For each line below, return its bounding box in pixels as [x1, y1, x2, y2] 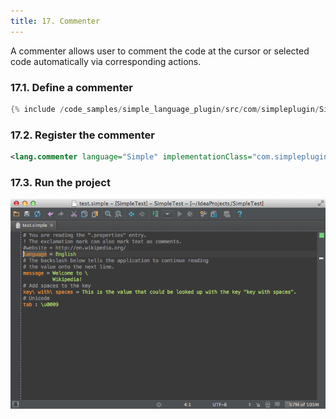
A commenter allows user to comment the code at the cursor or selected [10, 45, 310, 57]
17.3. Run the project [10, 175, 111, 189]
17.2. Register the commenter [10, 128, 155, 142]
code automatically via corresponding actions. [10, 55, 202, 67]
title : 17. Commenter [10, 16, 101, 26]
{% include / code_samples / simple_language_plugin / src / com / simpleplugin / [10, 104, 320, 114]
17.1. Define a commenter [10, 80, 133, 94]
